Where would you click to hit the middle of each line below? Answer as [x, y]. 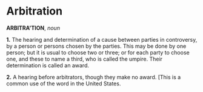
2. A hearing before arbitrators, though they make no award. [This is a [94, 77]
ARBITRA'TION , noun [33, 28]
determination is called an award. [48, 65]
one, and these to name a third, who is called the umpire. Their [84, 59]
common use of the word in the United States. [64, 84]
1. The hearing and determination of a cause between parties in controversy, [102, 39]
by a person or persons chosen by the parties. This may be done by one [96, 46]
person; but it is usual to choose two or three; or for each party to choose [98, 52]
